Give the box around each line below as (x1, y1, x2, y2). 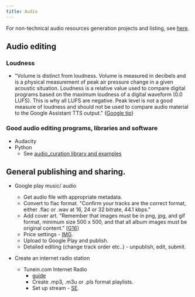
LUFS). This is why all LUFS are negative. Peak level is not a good (14, 97, 173, 104)
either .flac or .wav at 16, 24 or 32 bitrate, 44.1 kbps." (23, 206, 151, 213)
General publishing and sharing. (6, 167, 126, 177)
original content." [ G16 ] (23, 225, 79, 232)
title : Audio (6, 8, 38, 15)
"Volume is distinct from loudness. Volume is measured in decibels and (14, 72, 186, 80)
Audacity (14, 137, 37, 144)
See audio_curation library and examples (23, 150, 122, 157)
